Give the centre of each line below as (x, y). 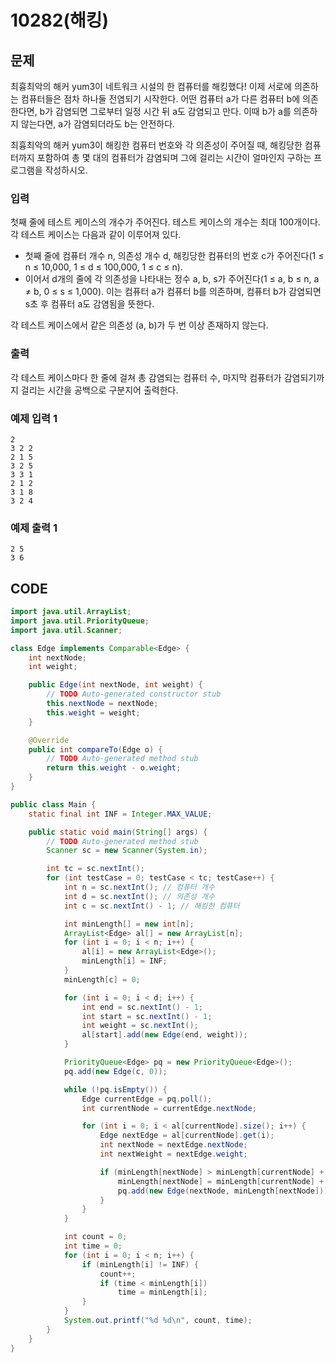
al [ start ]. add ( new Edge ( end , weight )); (164, 1035)
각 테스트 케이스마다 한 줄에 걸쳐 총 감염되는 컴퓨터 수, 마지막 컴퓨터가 (146, 377)
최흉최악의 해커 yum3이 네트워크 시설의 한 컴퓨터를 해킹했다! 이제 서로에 (151, 86)
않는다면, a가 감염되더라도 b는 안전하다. (98, 124)
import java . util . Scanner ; (66, 630)
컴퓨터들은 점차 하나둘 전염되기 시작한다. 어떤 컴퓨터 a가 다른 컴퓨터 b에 (160, 99)
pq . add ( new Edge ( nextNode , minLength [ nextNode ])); (225, 1191)
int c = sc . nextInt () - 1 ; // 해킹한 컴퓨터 (151, 906)
